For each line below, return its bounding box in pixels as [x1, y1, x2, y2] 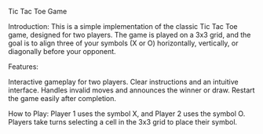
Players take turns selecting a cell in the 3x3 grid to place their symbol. [8, 118, 238, 126]
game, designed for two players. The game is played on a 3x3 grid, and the [8, 31, 251, 39]
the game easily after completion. [8, 94, 116, 103]
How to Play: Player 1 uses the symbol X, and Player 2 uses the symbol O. [8, 109, 246, 118]
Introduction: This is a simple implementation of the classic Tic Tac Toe [8, 22, 238, 31]
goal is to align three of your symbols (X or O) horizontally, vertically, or [8, 38, 239, 48]
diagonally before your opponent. [8, 47, 116, 56]
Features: [8, 62, 39, 71]
